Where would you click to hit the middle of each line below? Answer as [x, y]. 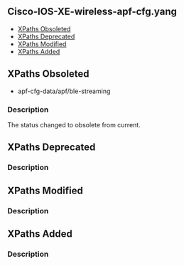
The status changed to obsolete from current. [74, 124]
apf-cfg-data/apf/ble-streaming [64, 91]
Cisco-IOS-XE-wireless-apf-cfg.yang [92, 12]
